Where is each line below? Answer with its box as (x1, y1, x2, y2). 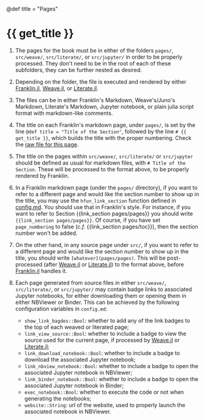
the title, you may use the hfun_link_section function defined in (15, 197, 176, 204)
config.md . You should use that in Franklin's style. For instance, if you (15, 203, 191, 210)
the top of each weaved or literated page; (24, 323, 129, 331)
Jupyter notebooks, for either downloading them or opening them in (15, 292, 187, 299)
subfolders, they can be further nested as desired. (15, 66, 143, 73)
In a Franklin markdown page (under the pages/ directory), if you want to (15, 183, 198, 191)
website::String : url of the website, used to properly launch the (24, 401, 185, 408)
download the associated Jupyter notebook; (24, 356, 136, 363)
